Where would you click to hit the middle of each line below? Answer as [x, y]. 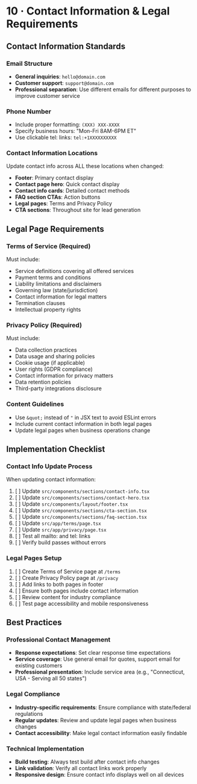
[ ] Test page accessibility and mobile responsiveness [82, 603]
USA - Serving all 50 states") [51, 678]
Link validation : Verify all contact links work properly [81, 768]
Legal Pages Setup [34, 558]
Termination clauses [40, 303]
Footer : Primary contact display [54, 178]
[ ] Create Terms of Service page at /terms [68, 571]
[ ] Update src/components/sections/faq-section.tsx [81, 517]
